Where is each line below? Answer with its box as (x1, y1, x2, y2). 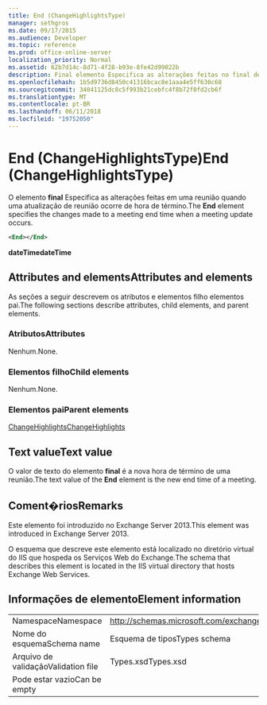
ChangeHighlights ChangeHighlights (8, 422, 126, 432)
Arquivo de (12, 651, 53, 662)
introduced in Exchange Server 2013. (8, 529, 130, 539)
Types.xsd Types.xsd (110, 656, 187, 667)
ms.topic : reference (8, 41, 77, 49)
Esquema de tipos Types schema (110, 633, 231, 644)
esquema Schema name (12, 637, 101, 649)
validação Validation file (12, 660, 99, 672)
